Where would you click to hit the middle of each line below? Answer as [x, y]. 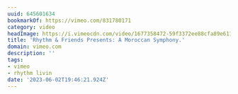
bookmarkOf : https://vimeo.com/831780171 [69, 20]
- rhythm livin [30, 73]
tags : [15, 60]
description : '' [31, 54]
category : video [31, 27]
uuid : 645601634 [31, 14]
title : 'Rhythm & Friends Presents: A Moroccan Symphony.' [96, 40]
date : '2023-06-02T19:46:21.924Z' [58, 80]
